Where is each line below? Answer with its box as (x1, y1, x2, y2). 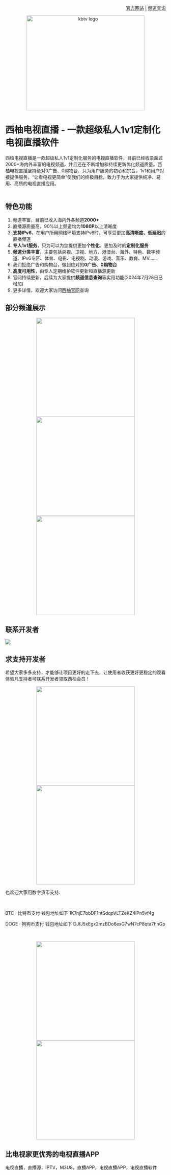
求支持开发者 (5, 654, 46, 664)
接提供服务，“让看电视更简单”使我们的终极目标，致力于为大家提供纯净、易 (5, 174, 161, 180)
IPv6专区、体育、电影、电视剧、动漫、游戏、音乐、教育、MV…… (21, 255, 157, 261)
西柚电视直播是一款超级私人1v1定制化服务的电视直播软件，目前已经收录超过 (5, 154, 163, 161)
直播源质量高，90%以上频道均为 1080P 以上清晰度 (12, 223, 117, 229)
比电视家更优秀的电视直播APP (5, 1150, 99, 1159)
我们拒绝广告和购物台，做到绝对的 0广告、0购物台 (12, 261, 117, 267)
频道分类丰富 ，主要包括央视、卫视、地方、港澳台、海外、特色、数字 (12, 248, 156, 255)
